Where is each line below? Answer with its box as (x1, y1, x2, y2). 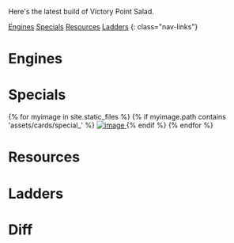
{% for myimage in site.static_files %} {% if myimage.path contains (8, 112, 227, 122)
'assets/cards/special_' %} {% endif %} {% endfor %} (8, 120, 213, 130)
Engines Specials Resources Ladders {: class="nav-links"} (8, 22, 198, 31)
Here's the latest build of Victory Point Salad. (8, 7, 154, 16)
